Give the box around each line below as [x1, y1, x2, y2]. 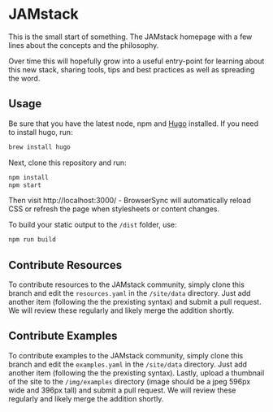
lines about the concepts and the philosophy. [8, 40, 159, 50]
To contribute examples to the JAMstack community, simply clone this [8, 350, 244, 360]
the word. [8, 73, 41, 83]
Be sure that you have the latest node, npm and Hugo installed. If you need [8, 119, 258, 128]
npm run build [8, 236, 57, 244]
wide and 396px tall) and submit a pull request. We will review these [8, 385, 236, 395]
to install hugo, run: [8, 127, 73, 137]
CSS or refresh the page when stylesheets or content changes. [8, 204, 219, 214]
